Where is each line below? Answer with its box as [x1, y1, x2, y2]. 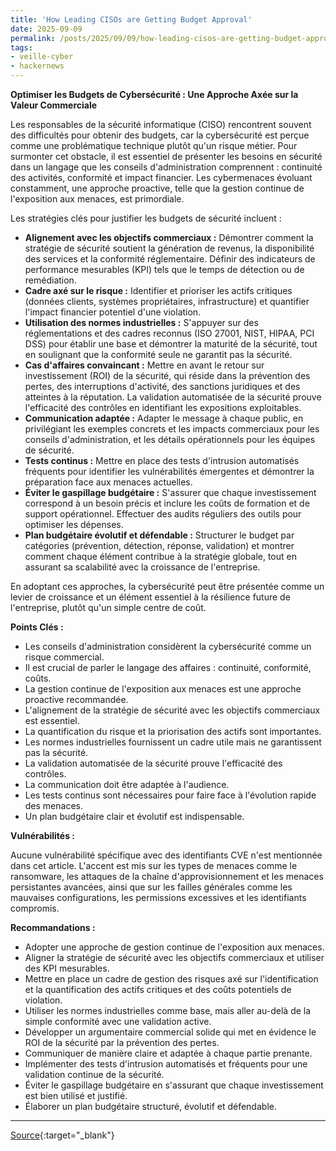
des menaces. [24, 800, 83, 811]
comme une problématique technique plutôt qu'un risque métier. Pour [10, 140, 298, 151]
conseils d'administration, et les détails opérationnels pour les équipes [24, 434, 316, 445]
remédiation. [24, 274, 77, 286]
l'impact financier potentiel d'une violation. [24, 306, 202, 318]
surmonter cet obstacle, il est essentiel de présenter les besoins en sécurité [10, 151, 323, 162]
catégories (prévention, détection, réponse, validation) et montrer [24, 540, 295, 551]
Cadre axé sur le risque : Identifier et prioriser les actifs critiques [24, 285, 293, 296]
